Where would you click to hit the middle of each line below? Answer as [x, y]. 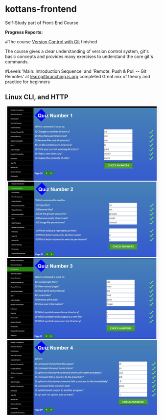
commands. [17, 61]
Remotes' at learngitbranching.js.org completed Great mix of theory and [78, 76]
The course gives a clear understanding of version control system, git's [77, 51]
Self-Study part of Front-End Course [42, 23]
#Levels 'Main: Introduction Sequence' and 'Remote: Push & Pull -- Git [76, 71]
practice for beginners [28, 82]
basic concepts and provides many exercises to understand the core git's [79, 56]
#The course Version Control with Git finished [51, 42]
